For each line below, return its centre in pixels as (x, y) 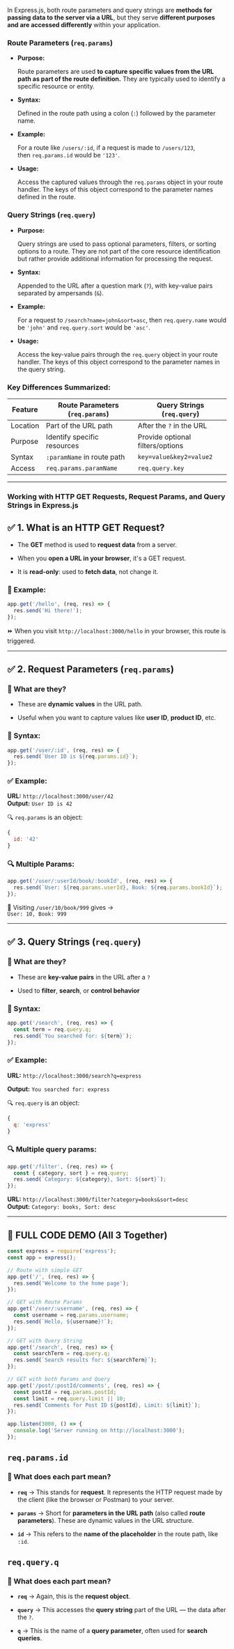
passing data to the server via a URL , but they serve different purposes (111, 17)
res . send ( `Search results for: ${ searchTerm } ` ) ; (85, 1360)
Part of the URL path (79, 426)
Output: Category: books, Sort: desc (62, 1207)
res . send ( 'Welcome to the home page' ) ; (71, 1283)
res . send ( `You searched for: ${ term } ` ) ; (73, 1036)
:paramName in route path (86, 457)
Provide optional (164, 437)
